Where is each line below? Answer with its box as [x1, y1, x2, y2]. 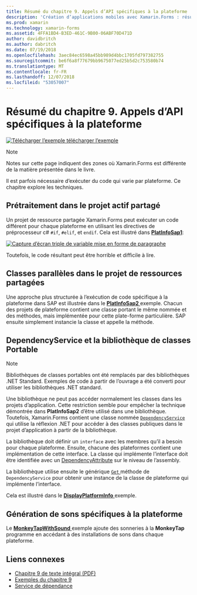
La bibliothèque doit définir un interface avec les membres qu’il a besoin [6, 438, 183, 445]
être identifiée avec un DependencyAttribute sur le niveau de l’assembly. [6, 457, 181, 464]
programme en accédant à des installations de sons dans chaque [6, 531, 164, 538]
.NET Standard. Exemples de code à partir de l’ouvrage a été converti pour [6, 377, 186, 385]
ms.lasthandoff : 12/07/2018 [6, 74, 75, 80]
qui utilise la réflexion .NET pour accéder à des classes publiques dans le [6, 420, 183, 427]
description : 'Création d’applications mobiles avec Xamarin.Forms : [6, 14, 180, 20]
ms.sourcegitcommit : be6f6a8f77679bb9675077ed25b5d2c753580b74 [6, 58, 164, 63]
